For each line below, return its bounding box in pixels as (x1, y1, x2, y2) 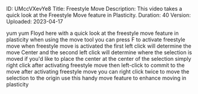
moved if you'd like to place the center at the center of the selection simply (6, 55, 191, 62)
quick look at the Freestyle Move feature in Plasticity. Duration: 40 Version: (6, 11, 191, 19)
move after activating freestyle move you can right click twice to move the (6, 68, 190, 75)
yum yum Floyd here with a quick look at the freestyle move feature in (6, 30, 179, 37)
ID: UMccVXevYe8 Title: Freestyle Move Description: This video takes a (6, 5, 182, 12)
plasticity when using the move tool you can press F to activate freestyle (6, 36, 185, 43)
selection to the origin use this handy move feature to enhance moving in (6, 75, 187, 81)
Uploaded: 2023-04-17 (6, 18, 63, 25)
